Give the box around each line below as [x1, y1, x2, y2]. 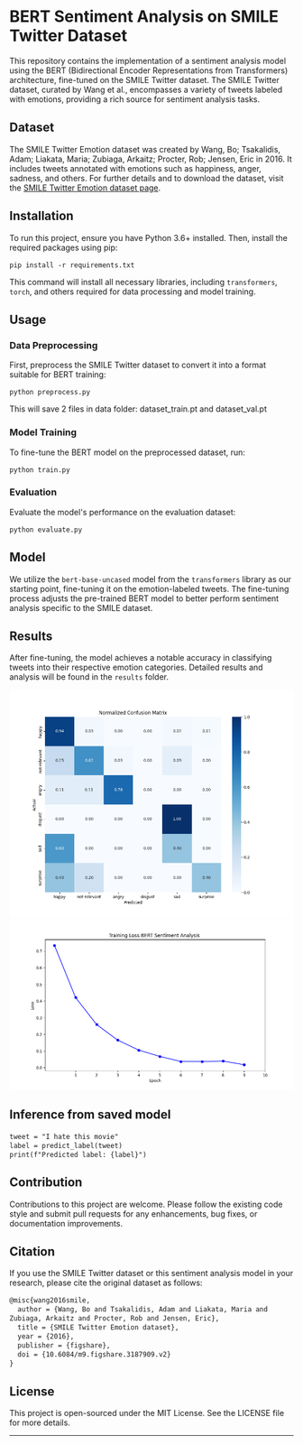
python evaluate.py [9, 525, 83, 534]
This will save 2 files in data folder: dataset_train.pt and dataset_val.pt [9, 403, 268, 414]
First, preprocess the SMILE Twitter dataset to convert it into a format [9, 359, 267, 371]
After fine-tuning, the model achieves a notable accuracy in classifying [9, 653, 272, 663]
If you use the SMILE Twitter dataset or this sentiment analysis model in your [9, 1268, 294, 1279]
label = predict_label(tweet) [9, 1141, 124, 1150]
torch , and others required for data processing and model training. [9, 286, 256, 297]
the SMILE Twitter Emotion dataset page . [9, 182, 161, 193]
